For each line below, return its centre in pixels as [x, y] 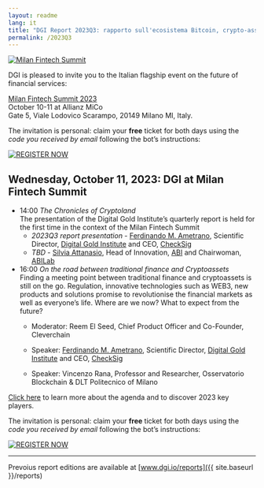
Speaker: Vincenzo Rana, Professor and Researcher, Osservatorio [138, 374]
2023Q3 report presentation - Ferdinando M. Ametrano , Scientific [137, 236]
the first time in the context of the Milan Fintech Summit [110, 227]
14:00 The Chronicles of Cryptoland [77, 210]
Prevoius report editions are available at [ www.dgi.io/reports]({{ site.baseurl [131, 468]
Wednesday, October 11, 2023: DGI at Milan [116, 179]
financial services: [38, 84]
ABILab [43, 261]
